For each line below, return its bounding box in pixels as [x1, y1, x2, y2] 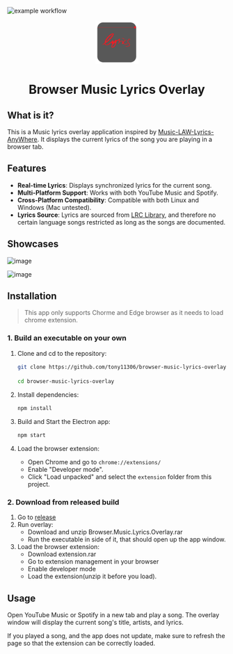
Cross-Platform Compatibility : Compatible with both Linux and [17, 195, 200, 204]
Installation [7, 291, 57, 302]
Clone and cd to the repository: [17, 349, 107, 357]
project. [27, 480, 50, 489]
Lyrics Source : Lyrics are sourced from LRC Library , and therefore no [17, 211, 216, 219]
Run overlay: [17, 521, 54, 529]
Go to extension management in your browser [27, 557, 159, 566]
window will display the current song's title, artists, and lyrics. [7, 619, 184, 627]
